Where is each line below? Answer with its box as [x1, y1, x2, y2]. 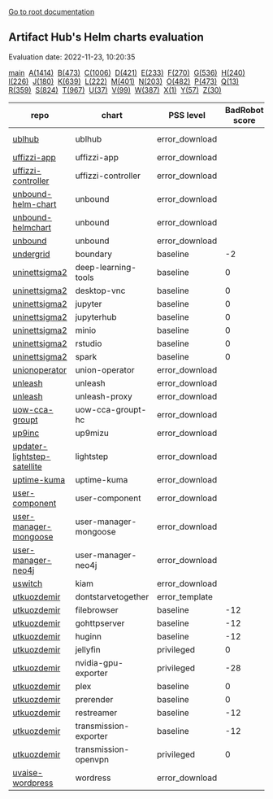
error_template [157, 591, 213, 602]
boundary [75, 248, 112, 260]
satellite [12, 461, 42, 472]
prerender [75, 693, 114, 705]
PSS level [168, 109, 206, 120]
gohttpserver [75, 618, 125, 629]
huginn [75, 631, 102, 642]
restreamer [75, 707, 118, 718]
